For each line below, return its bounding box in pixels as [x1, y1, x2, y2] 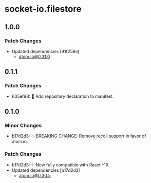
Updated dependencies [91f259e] [11, 48, 80, 54]
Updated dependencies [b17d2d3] [11, 167, 80, 173]
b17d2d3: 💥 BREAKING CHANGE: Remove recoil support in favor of [11, 133, 147, 139]
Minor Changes [4, 122, 42, 128]
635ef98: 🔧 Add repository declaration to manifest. [11, 93, 114, 99]
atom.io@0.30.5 [19, 172, 51, 178]
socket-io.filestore [4, 3, 82, 15]
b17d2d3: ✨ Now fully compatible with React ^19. [11, 162, 110, 167]
